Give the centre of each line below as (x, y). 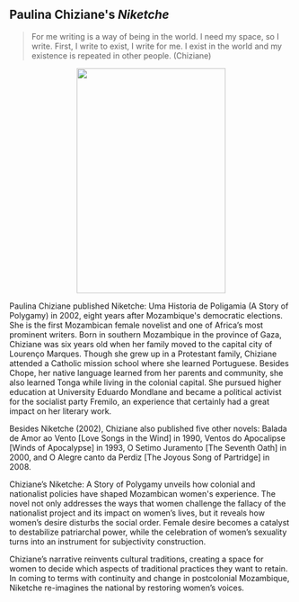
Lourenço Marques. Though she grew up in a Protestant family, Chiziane (143, 354)
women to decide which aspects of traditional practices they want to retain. (149, 568)
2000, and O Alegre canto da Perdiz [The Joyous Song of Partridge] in (140, 457)
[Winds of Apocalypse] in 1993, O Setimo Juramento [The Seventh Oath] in (148, 447)
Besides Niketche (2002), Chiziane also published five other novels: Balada (148, 428)
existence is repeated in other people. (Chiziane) (121, 55)
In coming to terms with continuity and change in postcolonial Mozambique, (149, 578)
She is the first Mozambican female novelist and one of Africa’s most (136, 325)
